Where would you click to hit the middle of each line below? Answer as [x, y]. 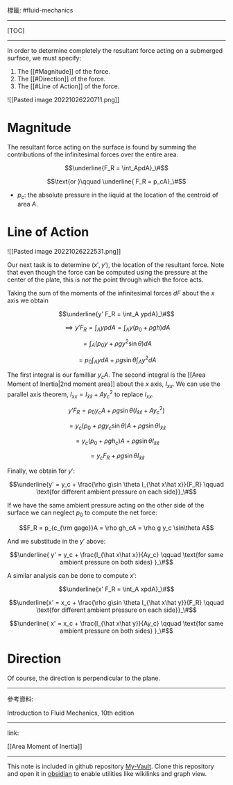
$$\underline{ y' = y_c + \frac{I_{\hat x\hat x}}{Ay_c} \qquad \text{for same [116, 555]
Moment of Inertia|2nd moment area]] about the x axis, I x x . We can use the [114, 385]
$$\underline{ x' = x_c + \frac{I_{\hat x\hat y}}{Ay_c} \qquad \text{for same [116, 624]
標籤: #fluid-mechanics [40, 10]
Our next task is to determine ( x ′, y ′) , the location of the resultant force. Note [116, 265]
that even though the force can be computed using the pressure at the [107, 272]
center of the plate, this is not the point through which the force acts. [105, 280]
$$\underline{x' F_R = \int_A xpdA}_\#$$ [116, 589]
